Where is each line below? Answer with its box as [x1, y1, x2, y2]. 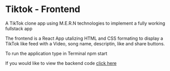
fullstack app [5, 25, 33, 31]
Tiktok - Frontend [5, 4, 80, 15]
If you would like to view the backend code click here [5, 60, 117, 66]
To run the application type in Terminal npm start [5, 50, 108, 56]
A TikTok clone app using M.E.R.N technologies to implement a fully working [5, 20, 165, 26]
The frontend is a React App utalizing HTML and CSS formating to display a [5, 35, 163, 41]
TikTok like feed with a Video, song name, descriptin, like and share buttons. [5, 40, 165, 46]
